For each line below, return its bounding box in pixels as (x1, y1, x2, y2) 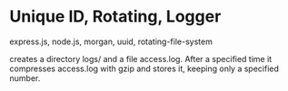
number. (9, 72, 41, 83)
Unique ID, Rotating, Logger (9, 6, 222, 27)
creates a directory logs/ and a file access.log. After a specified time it (9, 53, 273, 64)
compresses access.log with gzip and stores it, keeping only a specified (9, 63, 280, 74)
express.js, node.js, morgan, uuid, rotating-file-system (9, 36, 214, 47)
